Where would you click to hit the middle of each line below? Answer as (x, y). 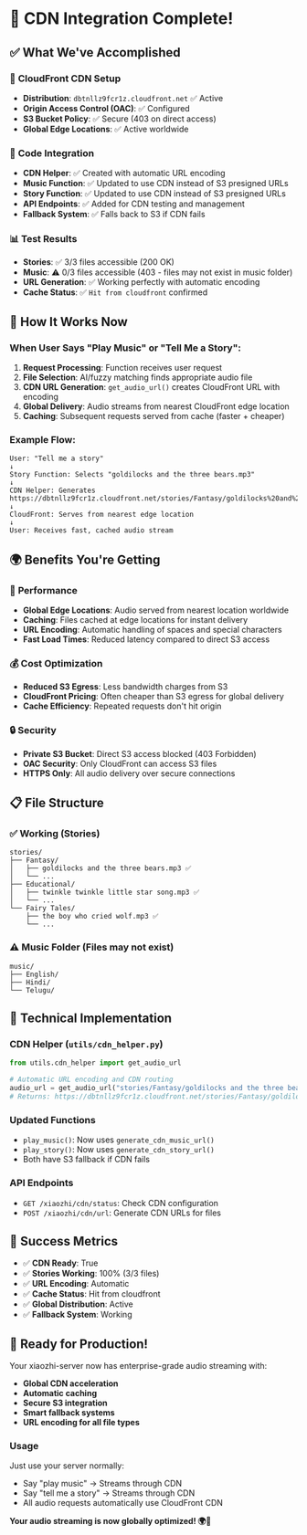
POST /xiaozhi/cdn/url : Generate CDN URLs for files (122, 1213)
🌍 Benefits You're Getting (85, 559)
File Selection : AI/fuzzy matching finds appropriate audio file (138, 377)
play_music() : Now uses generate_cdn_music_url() (118, 1140)
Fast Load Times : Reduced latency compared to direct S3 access (146, 639)
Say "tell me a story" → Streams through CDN (109, 1493)
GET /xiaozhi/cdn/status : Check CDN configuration (121, 1203)
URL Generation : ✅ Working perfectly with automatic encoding (141, 282)
